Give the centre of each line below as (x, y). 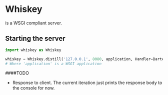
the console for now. (33, 88)
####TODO (17, 73)
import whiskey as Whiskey (33, 50)
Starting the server (35, 39)
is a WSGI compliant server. (34, 23)
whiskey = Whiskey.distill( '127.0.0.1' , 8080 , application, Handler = (79, 59)
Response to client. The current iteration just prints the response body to (87, 83)
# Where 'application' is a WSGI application (53, 64)
